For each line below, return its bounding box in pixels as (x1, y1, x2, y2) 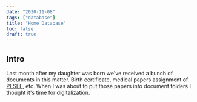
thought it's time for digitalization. (6, 89, 90, 96)
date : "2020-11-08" (6, 8, 56, 15)
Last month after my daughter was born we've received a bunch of (6, 69, 173, 77)
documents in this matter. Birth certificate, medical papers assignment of (6, 76, 189, 83)
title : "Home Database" (6, 20, 67, 26)
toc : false (6, 25, 34, 32)
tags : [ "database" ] (6, 14, 56, 21)
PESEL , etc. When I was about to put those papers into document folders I (6, 82, 191, 89)
